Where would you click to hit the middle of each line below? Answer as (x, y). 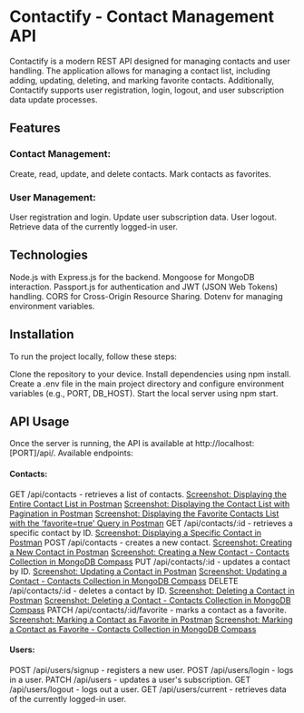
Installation (42, 334)
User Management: (53, 197)
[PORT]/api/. (33, 453)
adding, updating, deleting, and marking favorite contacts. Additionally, (142, 80)
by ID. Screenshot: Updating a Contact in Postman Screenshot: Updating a (148, 571)
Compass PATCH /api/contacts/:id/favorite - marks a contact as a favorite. (148, 610)
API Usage (39, 421)
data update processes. (54, 99)
